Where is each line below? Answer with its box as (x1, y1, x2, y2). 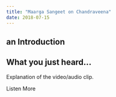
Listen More (6, 85, 36, 92)
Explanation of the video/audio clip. (6, 73, 94, 80)
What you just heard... (6, 57, 92, 67)
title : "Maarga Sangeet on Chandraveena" (6, 8, 112, 15)
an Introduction (6, 37, 65, 47)
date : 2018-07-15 (6, 14, 50, 20)
